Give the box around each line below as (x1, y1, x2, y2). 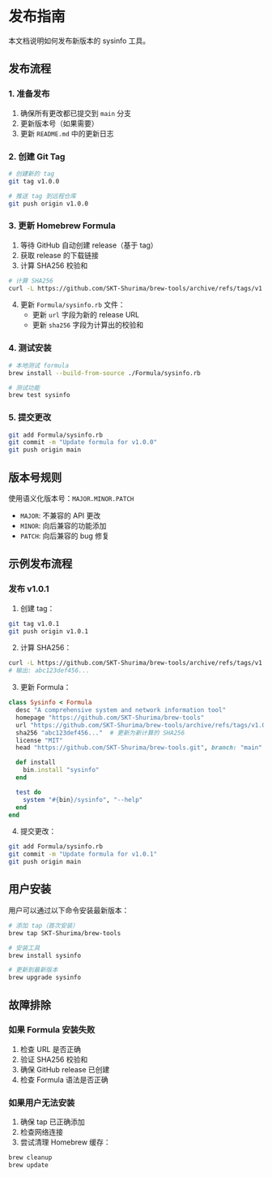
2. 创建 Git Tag (8, 151, 66, 162)
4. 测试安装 (8, 343, 52, 354)
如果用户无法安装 (8, 1097, 75, 1108)
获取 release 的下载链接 (19, 250, 99, 260)
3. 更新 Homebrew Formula (8, 220, 116, 231)
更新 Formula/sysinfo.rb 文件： (19, 300, 125, 309)
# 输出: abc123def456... (8, 666, 90, 675)
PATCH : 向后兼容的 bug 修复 (19, 531, 109, 541)
